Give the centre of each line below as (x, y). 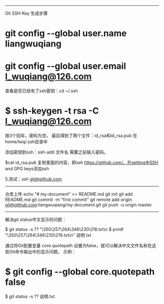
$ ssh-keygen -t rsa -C (52, 111)
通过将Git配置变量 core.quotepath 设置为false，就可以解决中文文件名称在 (79, 246)
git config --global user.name (66, 34)
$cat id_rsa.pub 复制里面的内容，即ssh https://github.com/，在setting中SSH (82, 163)
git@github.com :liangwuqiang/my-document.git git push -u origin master (79, 205)
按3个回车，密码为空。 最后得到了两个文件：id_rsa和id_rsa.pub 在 (71, 136)
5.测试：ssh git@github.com (33, 179)
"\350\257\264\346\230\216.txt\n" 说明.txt (48, 235)
